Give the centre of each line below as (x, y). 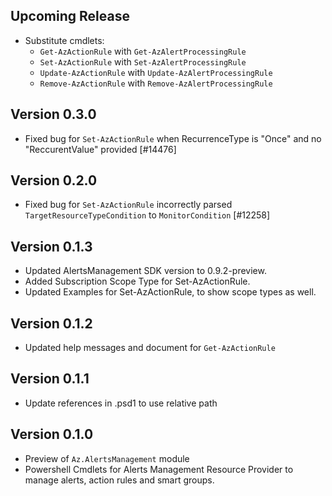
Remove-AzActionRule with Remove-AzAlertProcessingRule (156, 83)
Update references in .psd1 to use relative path (121, 403)
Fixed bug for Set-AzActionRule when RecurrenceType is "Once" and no (173, 138)
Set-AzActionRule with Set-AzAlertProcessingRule (143, 61)
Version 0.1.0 (52, 434)
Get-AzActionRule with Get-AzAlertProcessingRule (143, 51)
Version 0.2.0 (54, 180)
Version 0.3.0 (53, 114)
